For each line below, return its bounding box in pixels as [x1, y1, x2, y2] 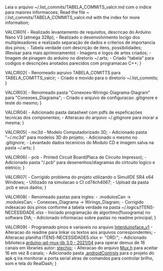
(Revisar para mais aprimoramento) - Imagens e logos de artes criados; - [5, 50, 151, 56]
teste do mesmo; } [5, 100, 42, 105]
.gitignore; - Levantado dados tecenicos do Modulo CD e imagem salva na [5, 140, 154, 146]
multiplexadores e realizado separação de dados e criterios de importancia [5, 40, 156, 45]
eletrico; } [5, 165, 25, 170]
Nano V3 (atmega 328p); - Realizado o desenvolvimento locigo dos [5, 34, 140, 40]
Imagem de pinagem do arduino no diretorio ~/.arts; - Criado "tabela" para [5, 55, 154, 61]
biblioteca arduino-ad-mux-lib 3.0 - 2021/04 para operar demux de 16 [5, 240, 145, 246]
